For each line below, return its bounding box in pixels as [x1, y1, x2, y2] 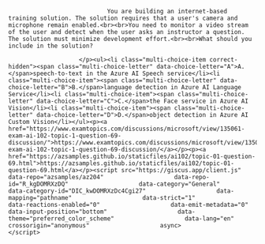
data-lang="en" [184, 215, 235, 223]
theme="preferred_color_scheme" [8, 215, 114, 223]
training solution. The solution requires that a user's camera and [8, 14, 238, 22]
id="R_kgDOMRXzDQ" [8, 180, 69, 188]
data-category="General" [138, 180, 221, 188]
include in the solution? [8, 42, 93, 50]
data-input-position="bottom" [8, 208, 108, 216]
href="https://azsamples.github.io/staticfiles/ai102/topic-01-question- [8, 152, 256, 160]
